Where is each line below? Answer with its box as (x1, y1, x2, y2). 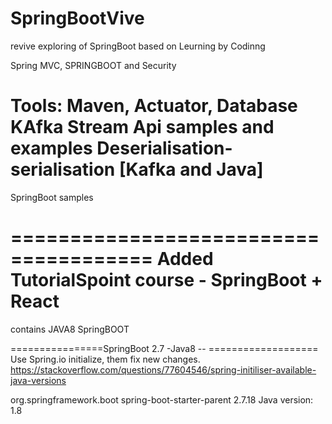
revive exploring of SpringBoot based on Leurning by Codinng (10, 40, 266, 52)
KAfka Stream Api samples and (10, 116, 275, 139)
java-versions (10, 374, 67, 386)
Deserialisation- (96, 137, 233, 160)
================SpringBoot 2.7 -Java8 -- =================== (10, 342, 319, 354)
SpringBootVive (10, 7, 145, 30)
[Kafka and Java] (118, 158, 264, 181)
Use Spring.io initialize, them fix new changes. (10, 353, 201, 365)
